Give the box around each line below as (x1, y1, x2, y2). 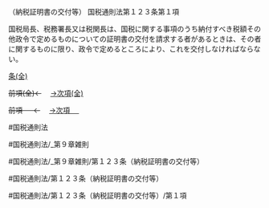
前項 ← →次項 (8, 105, 71, 115)
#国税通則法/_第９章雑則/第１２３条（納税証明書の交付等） (8, 157, 205, 166)
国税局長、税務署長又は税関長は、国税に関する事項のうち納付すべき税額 (8, 24, 247, 34)
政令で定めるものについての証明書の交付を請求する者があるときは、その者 (14, 35, 262, 43)
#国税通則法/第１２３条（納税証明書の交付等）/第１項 (8, 191, 187, 200)
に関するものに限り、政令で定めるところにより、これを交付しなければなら (8, 44, 255, 54)
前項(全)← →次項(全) (8, 88, 84, 98)
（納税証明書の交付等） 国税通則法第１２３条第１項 (8, 7, 179, 16)
